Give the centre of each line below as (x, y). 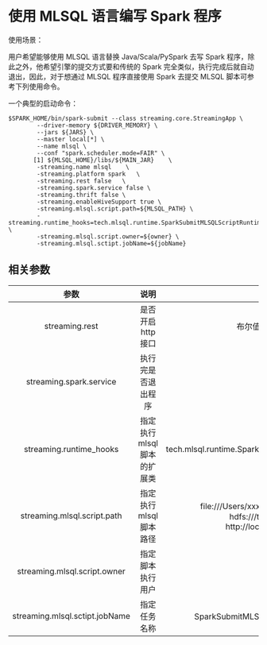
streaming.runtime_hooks (71, 449)
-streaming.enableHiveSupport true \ (99, 202)
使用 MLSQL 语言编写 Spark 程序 (115, 16)
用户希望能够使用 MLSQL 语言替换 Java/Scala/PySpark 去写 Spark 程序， (128, 56)
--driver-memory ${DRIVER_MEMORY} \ (97, 125)
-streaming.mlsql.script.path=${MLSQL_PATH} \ (115, 209)
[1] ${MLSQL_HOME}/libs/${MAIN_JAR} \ (103, 160)
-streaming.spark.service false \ (94, 187)
